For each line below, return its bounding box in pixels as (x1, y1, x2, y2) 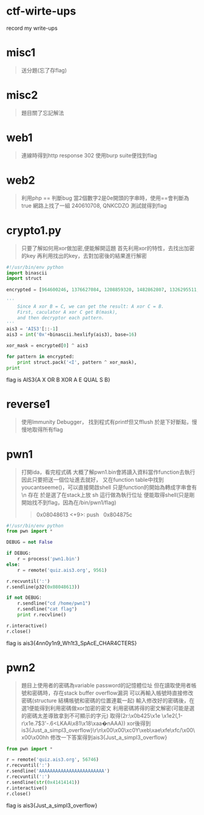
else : (6, 561, 20, 567)
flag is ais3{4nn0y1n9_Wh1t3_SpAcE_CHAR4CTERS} (6, 639, 137, 647)
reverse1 (6, 397, 50, 411)
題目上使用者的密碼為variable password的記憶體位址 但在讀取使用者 (21, 681, 191, 688)
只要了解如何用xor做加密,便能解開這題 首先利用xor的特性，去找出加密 (21, 244, 195, 252)
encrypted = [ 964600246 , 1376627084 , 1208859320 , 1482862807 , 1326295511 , (6, 287, 200, 293)
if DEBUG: (6, 550, 32, 557)
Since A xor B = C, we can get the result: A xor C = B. (17, 303, 165, 310)
